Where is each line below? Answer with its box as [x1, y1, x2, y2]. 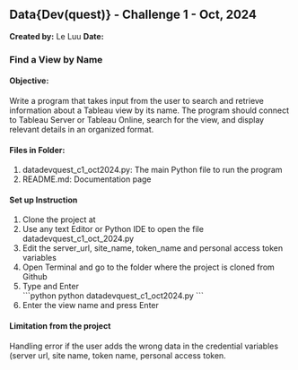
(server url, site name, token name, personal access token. [9, 349, 226, 361]
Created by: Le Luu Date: [9, 30, 105, 41]
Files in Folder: [9, 144, 66, 155]
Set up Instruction [9, 194, 78, 205]
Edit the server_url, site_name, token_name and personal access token [22, 243, 284, 254]
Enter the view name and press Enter [22, 300, 160, 311]
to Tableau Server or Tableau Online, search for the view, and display [9, 114, 265, 125]
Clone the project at [22, 214, 96, 225]
